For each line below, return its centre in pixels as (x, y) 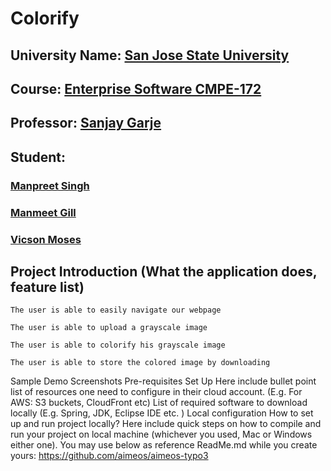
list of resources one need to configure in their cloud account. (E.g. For (156, 392)
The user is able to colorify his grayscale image (118, 345)
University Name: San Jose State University (150, 55)
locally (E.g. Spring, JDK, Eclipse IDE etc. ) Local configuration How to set (162, 413)
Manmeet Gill (43, 212)
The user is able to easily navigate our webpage (116, 310)
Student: (38, 157)
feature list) (47, 287)
